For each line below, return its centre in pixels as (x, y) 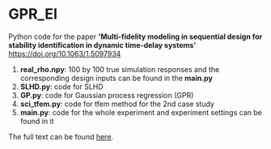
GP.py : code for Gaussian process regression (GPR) (107, 95)
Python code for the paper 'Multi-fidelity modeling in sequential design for (135, 36)
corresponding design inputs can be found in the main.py (116, 78)
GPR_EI (33, 14)
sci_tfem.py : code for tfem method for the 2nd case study (117, 104)
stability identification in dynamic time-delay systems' (102, 45)
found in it (37, 121)
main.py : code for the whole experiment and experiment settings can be (141, 112)
